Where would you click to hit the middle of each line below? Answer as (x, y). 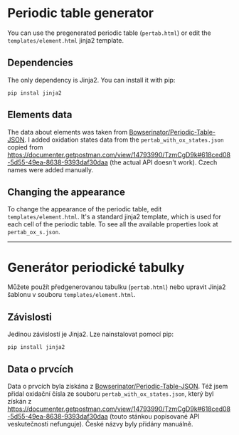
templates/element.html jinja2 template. (66, 40)
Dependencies (40, 63)
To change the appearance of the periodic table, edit (85, 209)
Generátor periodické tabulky (96, 267)
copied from (25, 147)
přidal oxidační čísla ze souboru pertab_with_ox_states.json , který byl (111, 394)
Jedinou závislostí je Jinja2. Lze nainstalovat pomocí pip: (91, 334)
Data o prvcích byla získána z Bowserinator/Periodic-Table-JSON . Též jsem (118, 386)
